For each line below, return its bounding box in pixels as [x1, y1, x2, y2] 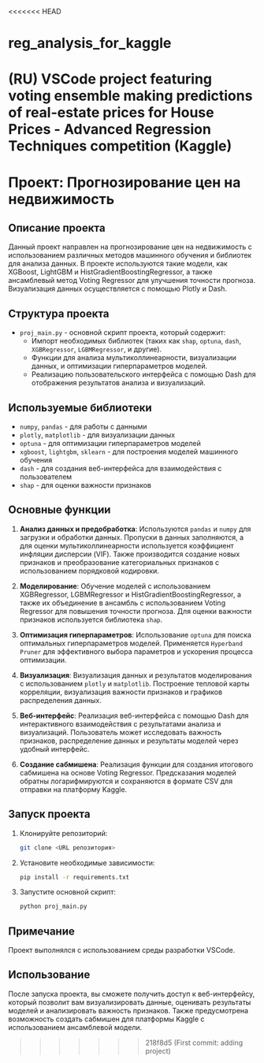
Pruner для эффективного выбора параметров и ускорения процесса [19, 646, 254, 656]
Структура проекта [8, 307, 110, 320]
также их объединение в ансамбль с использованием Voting [19, 598, 226, 608]
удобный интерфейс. [19, 744, 90, 753]
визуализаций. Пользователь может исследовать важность [19, 727, 222, 737]
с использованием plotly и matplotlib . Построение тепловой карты [19, 678, 250, 688]
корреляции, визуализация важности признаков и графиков [19, 687, 223, 697]
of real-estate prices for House [8, 104, 214, 121]
